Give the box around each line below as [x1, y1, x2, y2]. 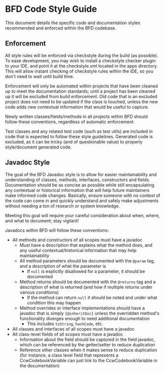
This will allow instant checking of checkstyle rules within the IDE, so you [5, 68, 154, 74]
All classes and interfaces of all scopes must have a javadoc [12, 326, 134, 332]
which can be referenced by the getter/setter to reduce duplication [19, 341, 155, 347]
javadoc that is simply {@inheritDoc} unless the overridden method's [19, 310, 160, 316]
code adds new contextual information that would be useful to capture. [5, 104, 149, 110]
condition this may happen [27, 299, 81, 305]
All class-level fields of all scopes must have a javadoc [12, 331, 123, 337]
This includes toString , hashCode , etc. [27, 321, 103, 327]
